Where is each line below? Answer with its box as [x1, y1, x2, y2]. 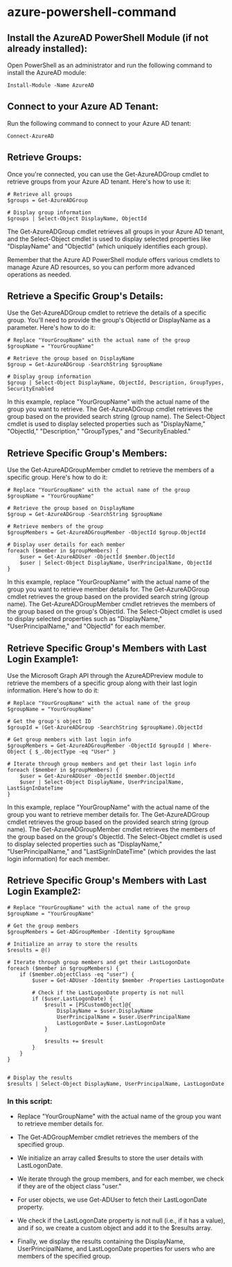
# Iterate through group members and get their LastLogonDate [7, 959, 190, 966]
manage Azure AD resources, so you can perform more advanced [7, 263, 195, 271]
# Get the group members [7, 922, 79, 929]
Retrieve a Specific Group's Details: [7, 290, 164, 302]
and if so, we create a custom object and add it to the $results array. [17, 1224, 213, 1232]
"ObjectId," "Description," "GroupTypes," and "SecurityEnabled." [7, 427, 191, 436]
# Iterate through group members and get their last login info [7, 761, 197, 768]
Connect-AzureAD [7, 133, 54, 140]
